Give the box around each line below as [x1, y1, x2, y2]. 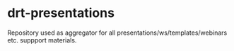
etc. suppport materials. [7, 35, 77, 44]
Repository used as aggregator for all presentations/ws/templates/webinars [7, 28, 228, 37]
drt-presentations [7, 5, 115, 21]
